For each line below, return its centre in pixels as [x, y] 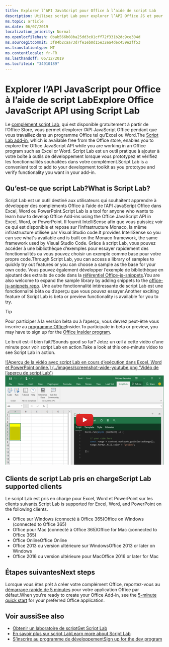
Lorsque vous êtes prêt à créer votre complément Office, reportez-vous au [82, 584]
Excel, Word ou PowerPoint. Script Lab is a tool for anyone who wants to [79, 211]
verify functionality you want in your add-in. [51, 172]
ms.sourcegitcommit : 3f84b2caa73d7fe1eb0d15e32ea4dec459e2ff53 [73, 43]
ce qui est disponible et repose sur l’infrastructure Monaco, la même [76, 227]
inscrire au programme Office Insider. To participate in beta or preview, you [82, 327]
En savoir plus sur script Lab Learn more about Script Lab [71, 634]
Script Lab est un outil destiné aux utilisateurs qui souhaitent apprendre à [81, 201]
